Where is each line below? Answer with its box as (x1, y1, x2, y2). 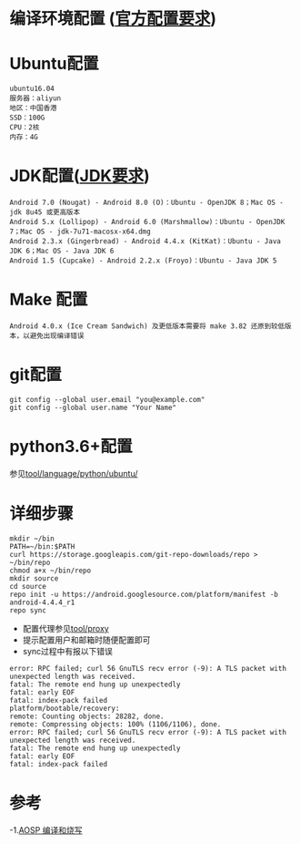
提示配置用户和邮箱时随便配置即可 (22, 634, 151, 645)
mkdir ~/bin (9, 534, 55, 543)
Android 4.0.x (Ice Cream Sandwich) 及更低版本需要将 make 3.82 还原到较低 (9, 322, 285, 331)
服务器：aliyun (9, 94, 62, 103)
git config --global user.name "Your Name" (9, 403, 177, 412)
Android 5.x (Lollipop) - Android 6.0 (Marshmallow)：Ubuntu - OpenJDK (9, 218, 286, 227)
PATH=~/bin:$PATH (9, 541, 75, 551)
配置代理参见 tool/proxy (22, 623, 109, 633)
